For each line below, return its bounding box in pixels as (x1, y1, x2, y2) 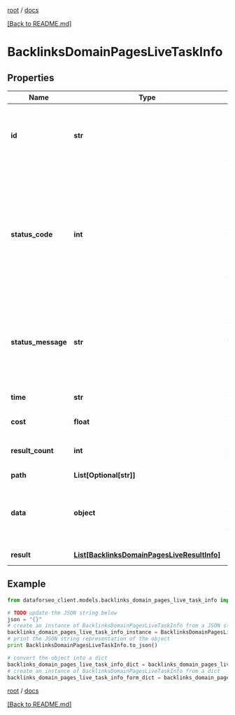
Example (7, 578, 46, 590)
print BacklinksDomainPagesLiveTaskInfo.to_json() (7, 642, 158, 649)
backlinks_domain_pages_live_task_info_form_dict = (7, 674, 161, 681)
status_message (10, 338, 68, 347)
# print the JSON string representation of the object (7, 635, 171, 643)
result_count (10, 446, 54, 455)
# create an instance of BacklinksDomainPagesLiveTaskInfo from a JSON (7, 623, 220, 630)
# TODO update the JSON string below (7, 609, 117, 616)
